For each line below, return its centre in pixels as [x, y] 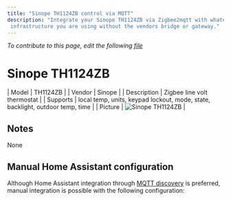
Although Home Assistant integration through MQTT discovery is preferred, [114, 183]
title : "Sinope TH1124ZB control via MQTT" [70, 13]
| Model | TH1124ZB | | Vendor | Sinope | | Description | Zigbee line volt [107, 93]
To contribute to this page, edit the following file [75, 46]
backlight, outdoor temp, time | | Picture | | [96, 107]
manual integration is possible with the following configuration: [96, 190]
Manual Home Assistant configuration [90, 166]
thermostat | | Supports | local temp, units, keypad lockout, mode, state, [109, 99]
